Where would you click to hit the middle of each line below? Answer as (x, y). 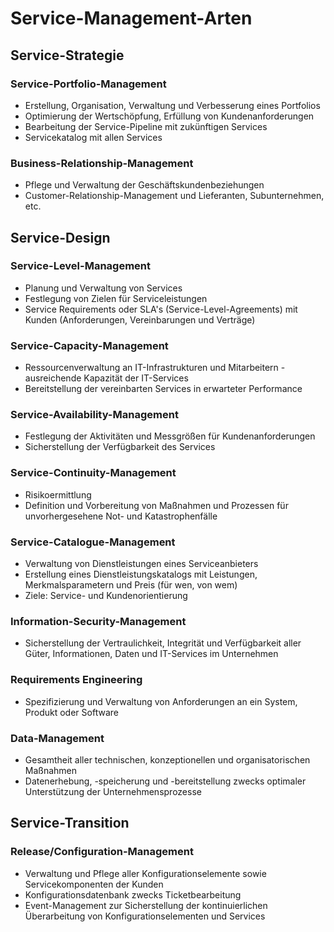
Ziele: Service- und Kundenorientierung (106, 596)
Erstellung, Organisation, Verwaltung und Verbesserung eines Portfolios (172, 105)
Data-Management (57, 738)
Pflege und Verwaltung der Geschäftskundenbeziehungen (144, 185)
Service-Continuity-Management (93, 473)
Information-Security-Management (98, 621)
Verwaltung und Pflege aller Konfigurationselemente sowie (145, 873)
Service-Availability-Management (94, 415)
